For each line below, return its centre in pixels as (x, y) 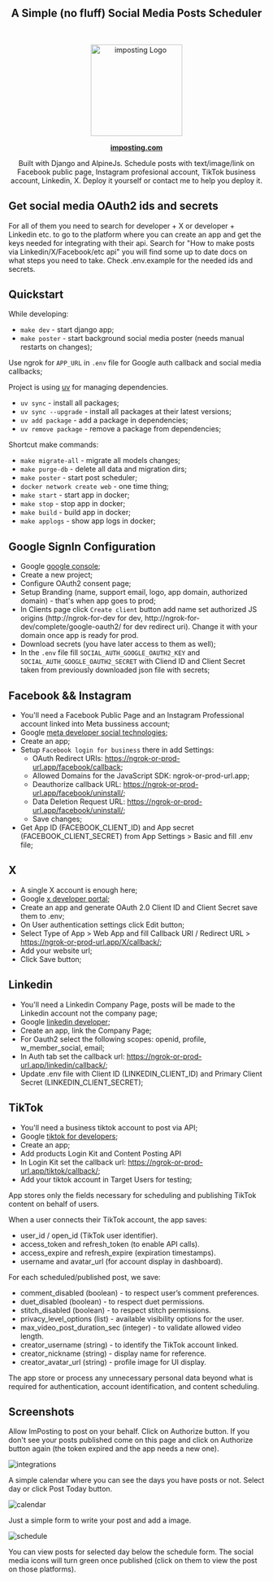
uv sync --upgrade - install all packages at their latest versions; (126, 412)
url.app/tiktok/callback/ (59, 1170)
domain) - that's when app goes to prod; (88, 601)
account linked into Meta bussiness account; (95, 724)
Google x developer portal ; (65, 898)
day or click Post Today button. (61, 1489)
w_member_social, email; (62, 1047)
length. (32, 1336)
